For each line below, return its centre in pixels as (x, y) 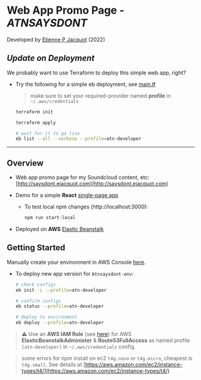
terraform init (34, 112)
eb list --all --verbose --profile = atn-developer (78, 139)
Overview (25, 163)
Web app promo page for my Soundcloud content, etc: (82, 177)
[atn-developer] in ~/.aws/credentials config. (78, 347)
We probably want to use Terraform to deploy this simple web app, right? (97, 73)
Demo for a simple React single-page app (67, 195)
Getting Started (36, 248)
